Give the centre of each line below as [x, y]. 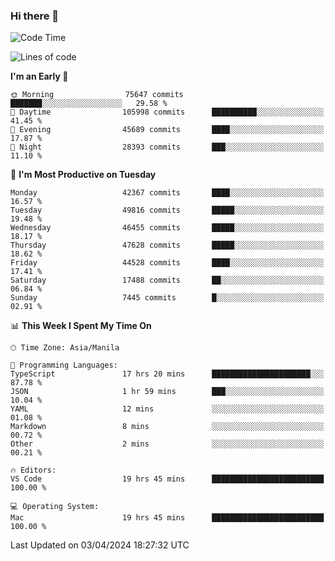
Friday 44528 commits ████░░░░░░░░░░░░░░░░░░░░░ [167, 263]
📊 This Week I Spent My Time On [81, 326]
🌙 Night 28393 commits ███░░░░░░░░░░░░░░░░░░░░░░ [167, 147]
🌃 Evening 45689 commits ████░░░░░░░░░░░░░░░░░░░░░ [167, 130]
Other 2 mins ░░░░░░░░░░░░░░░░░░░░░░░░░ [167, 444]
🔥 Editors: [33, 470]
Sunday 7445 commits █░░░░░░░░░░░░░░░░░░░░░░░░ [167, 298]
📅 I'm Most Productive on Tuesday [83, 175]
